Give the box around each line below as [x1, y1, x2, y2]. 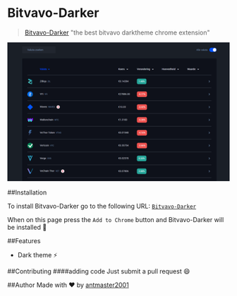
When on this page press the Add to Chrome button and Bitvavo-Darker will [7, 215, 224, 223]
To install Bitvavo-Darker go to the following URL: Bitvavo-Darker [7, 202, 196, 210]
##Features [7, 236, 41, 245]
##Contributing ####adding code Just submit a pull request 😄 [7, 266, 190, 276]
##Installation [7, 188, 47, 197]
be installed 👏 [7, 223, 47, 231]
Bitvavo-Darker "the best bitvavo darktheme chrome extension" [24, 28, 210, 37]
